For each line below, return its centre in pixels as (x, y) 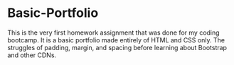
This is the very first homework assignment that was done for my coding (113, 32)
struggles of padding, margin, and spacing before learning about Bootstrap (117, 47)
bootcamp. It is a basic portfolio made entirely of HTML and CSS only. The (116, 40)
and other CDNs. (32, 55)
